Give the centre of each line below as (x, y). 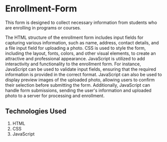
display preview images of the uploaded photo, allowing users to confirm (80, 80)
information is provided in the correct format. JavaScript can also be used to (83, 74)
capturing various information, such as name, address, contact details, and (82, 42)
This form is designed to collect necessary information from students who (81, 22)
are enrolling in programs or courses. (43, 27)
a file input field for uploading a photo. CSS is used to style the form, (76, 48)
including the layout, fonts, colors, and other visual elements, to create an (81, 53)
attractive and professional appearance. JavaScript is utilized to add (75, 58)
